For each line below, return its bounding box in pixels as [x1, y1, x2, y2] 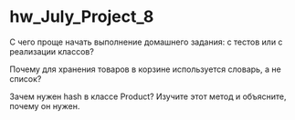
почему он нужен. [9, 100, 80, 111]
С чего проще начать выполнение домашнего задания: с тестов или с [9, 36, 283, 47]
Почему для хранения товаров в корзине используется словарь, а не [9, 64, 281, 75]
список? [9, 73, 42, 84]
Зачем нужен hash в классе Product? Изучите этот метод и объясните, [9, 91, 287, 102]
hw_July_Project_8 [9, 6, 154, 27]
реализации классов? [9, 45, 94, 56]
